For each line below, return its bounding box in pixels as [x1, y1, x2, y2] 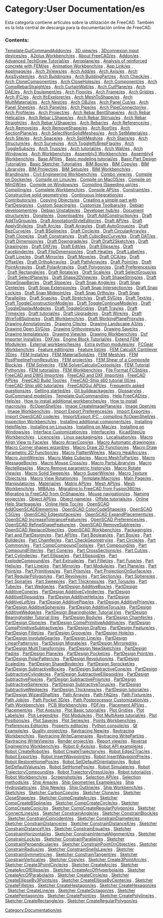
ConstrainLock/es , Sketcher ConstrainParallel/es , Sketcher [5, 836, 125, 842]
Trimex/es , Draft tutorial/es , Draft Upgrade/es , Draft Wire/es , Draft [5, 310, 142, 316]
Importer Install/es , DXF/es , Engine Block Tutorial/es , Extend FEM [5, 336, 139, 342]
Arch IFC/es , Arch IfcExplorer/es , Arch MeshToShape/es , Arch [5, 94, 133, 100]
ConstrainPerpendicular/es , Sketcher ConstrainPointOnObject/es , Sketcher [5, 841, 158, 847]
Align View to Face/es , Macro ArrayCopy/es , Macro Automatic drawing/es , [5, 439, 158, 445]
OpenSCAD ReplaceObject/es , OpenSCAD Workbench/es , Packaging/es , [5, 527, 154, 533]
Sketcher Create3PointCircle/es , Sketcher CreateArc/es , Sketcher [5, 862, 139, 868]
